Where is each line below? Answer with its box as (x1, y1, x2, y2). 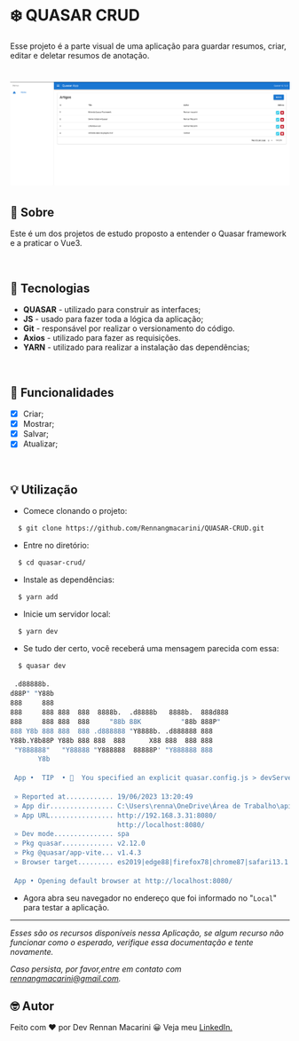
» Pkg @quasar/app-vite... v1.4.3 (13, 848, 142, 857)
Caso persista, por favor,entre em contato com (10, 963, 182, 974)
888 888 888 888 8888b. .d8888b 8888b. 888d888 (10, 708, 229, 717)
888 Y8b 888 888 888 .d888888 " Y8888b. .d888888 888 (10, 727, 214, 736)
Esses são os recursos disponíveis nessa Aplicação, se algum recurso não (10, 927, 285, 938)
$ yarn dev (18, 627, 59, 635)
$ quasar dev (18, 661, 67, 670)
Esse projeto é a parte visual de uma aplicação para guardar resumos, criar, (10, 40, 287, 51)
